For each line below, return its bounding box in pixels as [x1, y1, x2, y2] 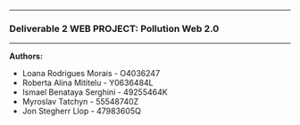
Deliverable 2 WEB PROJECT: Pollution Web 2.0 [9, 22, 220, 35]
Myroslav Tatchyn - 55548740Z [21, 97, 139, 107]
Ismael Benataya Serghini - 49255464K [21, 87, 168, 98]
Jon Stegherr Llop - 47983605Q [21, 105, 141, 116]
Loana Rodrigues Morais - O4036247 [21, 68, 161, 79]
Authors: [9, 51, 43, 62]
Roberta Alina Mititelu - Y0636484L [21, 77, 154, 89]
